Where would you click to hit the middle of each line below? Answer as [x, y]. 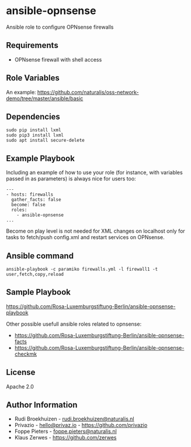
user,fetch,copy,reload [35, 274]
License [21, 372]
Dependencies [33, 116]
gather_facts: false [36, 200]
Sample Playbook [39, 292]
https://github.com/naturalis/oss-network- [88, 92]
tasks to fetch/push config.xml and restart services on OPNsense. [85, 237]
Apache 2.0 [20, 386]
